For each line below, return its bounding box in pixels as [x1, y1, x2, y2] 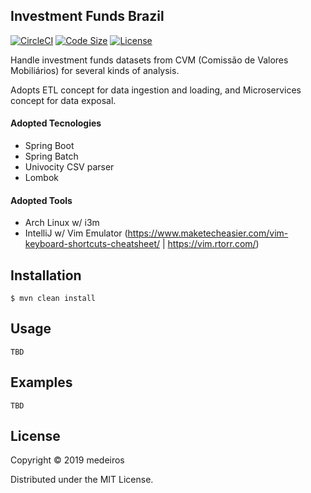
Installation [10, 267, 82, 284]
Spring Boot [24, 140, 75, 152]
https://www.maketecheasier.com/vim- [127, 227, 289, 239]
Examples [10, 374, 73, 391]
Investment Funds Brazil [10, 8, 165, 25]
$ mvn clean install [10, 294, 97, 304]
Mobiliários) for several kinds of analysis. [10, 64, 180, 76]
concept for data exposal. [10, 94, 117, 106]
